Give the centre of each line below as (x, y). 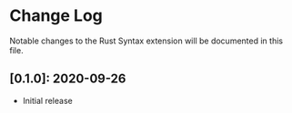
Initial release (47, 100)
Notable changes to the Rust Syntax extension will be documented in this (146, 41)
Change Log (56, 16)
